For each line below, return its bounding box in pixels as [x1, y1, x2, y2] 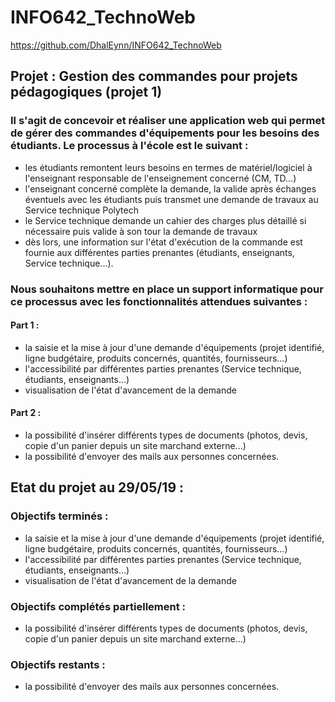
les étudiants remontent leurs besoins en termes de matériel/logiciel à [24, 161, 313, 173]
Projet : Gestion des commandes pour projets [10, 68, 298, 85]
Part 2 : [10, 407, 42, 419]
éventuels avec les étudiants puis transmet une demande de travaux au [24, 193, 319, 205]
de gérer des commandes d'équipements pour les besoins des [10, 126, 320, 140]
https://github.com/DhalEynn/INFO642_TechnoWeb [10, 39, 222, 51]
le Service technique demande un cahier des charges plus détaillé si [24, 214, 307, 226]
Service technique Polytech [24, 204, 139, 216]
